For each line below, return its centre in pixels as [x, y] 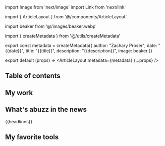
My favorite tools [32, 137]
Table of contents [33, 76]
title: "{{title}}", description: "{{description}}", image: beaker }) [89, 51]
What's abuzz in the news [46, 110]
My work [19, 93]
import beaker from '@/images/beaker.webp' [51, 26]
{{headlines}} [19, 121]
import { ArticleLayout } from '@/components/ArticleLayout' [66, 17]
